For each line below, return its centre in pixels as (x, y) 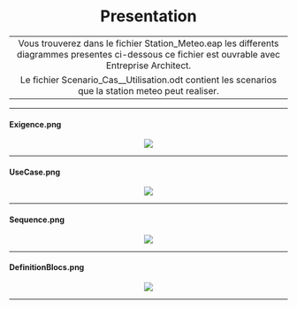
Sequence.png (37, 220)
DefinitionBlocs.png (47, 267)
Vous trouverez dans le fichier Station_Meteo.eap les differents (148, 43)
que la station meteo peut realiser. (148, 90)
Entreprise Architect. (148, 66)
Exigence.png (35, 124)
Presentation (148, 16)
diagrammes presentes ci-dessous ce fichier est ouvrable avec (148, 54)
